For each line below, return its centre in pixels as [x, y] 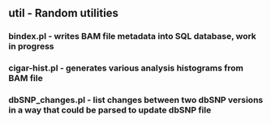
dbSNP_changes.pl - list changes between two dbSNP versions [136, 100]
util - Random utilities [64, 13]
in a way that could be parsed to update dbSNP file [110, 110]
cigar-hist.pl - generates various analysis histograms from [126, 68]
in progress [31, 46]
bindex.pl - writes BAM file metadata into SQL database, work [133, 36]
